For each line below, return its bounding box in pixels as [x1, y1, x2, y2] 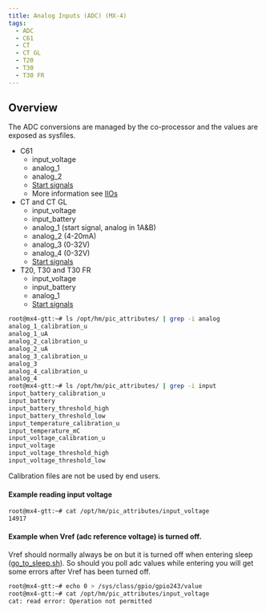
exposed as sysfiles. [8, 131, 76, 140]
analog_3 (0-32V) [31, 240, 91, 249]
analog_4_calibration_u [8, 367, 88, 375]
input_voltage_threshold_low [8, 457, 106, 465]
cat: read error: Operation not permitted [8, 597, 152, 605]
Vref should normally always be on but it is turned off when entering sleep [8, 550, 253, 559]
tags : [8, 19, 26, 27]
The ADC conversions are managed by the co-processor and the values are [8, 122, 259, 132]
